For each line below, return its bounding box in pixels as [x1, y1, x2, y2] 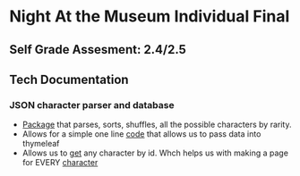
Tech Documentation [9, 71, 129, 87]
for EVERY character [21, 157, 99, 168]
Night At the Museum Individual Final [9, 6, 290, 27]
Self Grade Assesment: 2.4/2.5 [9, 42, 186, 57]
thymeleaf [21, 138, 60, 149]
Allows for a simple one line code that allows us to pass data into [21, 129, 261, 139]
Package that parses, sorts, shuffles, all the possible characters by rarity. [21, 119, 292, 130]
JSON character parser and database [9, 98, 175, 111]
